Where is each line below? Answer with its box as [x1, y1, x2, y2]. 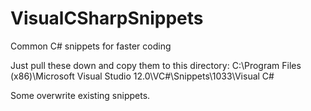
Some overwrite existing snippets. [10, 89, 151, 101]
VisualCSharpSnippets [10, 7, 204, 30]
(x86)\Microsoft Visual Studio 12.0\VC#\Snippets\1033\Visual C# [10, 70, 275, 82]
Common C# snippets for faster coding [10, 40, 172, 52]
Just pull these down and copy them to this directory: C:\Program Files [10, 59, 302, 71]
